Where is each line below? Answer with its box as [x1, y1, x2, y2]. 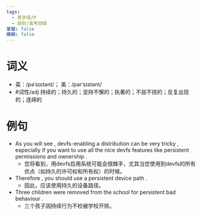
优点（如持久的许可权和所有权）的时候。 [24, 168, 126, 175]
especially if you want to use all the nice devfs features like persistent [15, 146, 189, 154]
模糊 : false [6, 32, 35, 38]
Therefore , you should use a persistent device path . [15, 174, 147, 182]
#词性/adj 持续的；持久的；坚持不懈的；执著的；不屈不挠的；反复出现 [15, 89, 189, 96]
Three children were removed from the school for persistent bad [15, 189, 176, 196]
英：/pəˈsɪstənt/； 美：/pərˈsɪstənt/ [15, 81, 102, 88]
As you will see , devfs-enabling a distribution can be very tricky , [15, 140, 179, 147]
